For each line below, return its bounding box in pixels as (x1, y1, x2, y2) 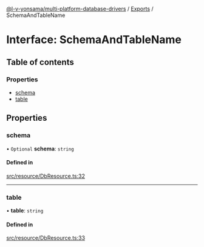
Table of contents (6, 57, 74, 67)
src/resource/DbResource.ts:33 (6, 234, 86, 242)
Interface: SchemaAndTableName (6, 33, 182, 47)
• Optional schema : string (6, 145, 75, 152)
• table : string (6, 207, 44, 214)
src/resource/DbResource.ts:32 (6, 172, 85, 180)
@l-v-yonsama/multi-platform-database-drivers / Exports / (6, 5, 154, 12)
